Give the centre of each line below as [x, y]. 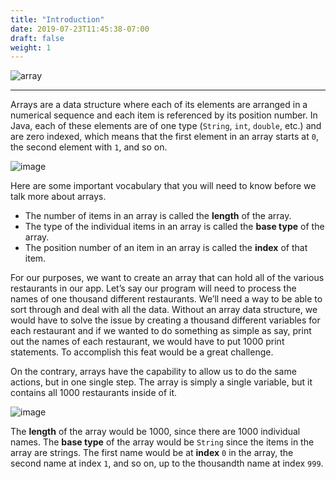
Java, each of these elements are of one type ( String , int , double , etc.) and [166, 126]
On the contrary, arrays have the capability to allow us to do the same [153, 372]
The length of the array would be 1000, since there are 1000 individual [155, 432]
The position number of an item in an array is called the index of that [166, 248]
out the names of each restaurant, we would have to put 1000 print [147, 342]
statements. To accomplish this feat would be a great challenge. [142, 352]
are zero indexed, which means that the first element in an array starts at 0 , [164, 137]
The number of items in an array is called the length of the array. [158, 216]
